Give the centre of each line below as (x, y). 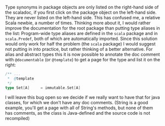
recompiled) (18, 118)
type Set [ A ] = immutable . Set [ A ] (43, 88)
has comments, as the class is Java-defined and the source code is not (78, 113)
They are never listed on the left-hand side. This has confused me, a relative (83, 18)
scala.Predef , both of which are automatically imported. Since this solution (81, 39)
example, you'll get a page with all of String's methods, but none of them (79, 108)
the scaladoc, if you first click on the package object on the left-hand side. (81, 12)
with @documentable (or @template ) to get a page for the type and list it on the (83, 60)
